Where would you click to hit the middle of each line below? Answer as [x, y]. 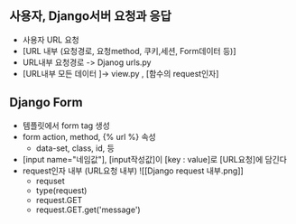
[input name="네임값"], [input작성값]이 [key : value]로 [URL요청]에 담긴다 [154, 159]
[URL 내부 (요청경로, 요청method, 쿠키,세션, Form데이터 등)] [129, 51]
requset [50, 181]
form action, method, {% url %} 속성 [89, 136]
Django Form [46, 103]
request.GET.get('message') [88, 210]
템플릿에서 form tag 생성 [66, 126]
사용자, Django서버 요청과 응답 [90, 16]
